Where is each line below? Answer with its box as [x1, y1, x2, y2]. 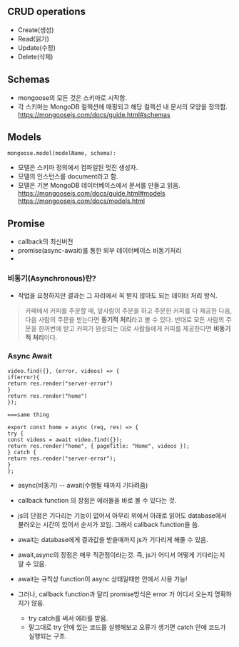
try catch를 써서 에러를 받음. [28, 613, 108, 622]
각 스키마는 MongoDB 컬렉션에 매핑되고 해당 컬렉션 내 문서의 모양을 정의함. [17, 102, 228, 111]
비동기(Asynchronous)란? [7, 274, 96, 284]
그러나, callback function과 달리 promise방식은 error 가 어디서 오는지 [17, 589, 213, 598]
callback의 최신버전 [17, 237, 73, 246]
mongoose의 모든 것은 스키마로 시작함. [17, 93, 127, 102]
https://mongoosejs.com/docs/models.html [17, 196, 145, 206]
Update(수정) [17, 43, 56, 52]
